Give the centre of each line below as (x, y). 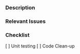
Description (20, 8)
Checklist (17, 35)
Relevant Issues (26, 21)
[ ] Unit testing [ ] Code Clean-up (40, 46)
